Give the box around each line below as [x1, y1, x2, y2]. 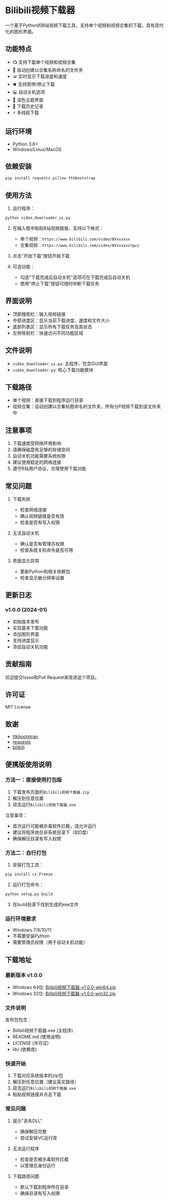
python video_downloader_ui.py [5, 215, 71, 221]
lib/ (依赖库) [12, 1046, 37, 1052]
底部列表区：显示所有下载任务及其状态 [12, 324, 92, 330]
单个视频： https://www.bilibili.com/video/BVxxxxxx [20, 235, 130, 242]
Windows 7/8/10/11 [12, 927, 52, 933]
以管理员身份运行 [20, 1162, 56, 1168]
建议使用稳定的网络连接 [12, 459, 61, 465]
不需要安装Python [12, 933, 50, 939]
